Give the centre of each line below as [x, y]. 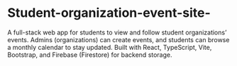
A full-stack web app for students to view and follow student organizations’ [117, 32]
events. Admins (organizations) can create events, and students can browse [118, 39]
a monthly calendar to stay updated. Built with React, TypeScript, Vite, [110, 47]
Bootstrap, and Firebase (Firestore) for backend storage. [90, 55]
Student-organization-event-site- [109, 13]
